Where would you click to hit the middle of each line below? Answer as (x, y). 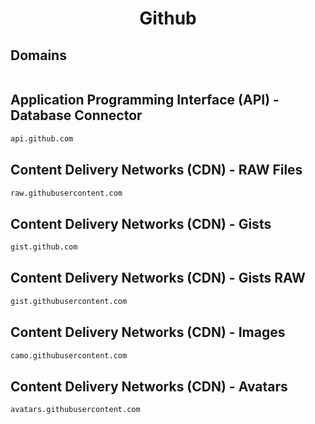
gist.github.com (44, 247)
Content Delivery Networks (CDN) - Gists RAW (158, 278)
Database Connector (76, 115)
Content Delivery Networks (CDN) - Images (148, 332)
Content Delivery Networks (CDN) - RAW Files (156, 170)
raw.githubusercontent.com (66, 193)
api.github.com (42, 138)
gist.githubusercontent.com (69, 301)
